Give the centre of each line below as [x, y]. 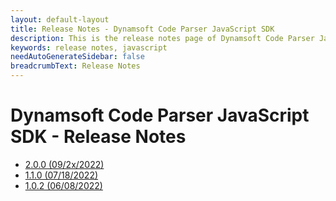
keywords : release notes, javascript [89, 47]
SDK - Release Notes [98, 137]
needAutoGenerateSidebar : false [77, 57]
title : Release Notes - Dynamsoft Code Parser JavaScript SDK [142, 29]
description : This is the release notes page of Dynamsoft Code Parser [162, 38]
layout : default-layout [60, 19]
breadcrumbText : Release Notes [75, 66]
